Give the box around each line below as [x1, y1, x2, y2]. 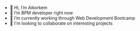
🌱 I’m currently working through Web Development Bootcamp [9, 15, 135, 21]
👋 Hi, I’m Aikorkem [9, 5, 48, 10]
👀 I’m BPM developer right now [9, 10, 73, 16]
